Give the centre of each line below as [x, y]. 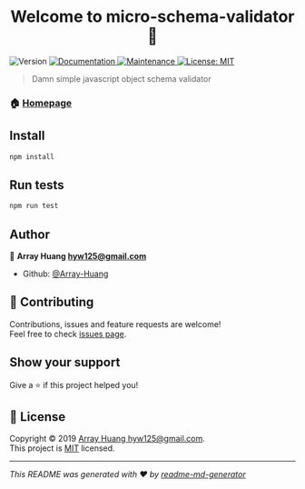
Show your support [65, 362]
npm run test [34, 206]
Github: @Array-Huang [65, 274]
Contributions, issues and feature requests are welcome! [115, 324]
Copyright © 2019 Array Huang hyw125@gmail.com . [108, 439]
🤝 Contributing [52, 302]
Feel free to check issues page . [68, 334]
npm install [32, 156]
